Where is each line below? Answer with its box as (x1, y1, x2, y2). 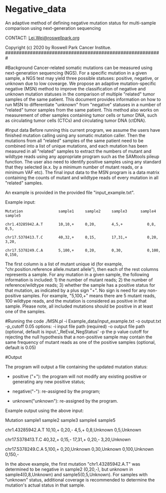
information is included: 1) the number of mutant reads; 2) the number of (5, 277, 153, 283)
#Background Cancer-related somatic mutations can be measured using (5, 65, 153, 71)
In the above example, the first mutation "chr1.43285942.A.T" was (5, 461, 140, 467)
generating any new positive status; (12, 379, 85, 385)
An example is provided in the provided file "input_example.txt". (5, 189, 135, 195)
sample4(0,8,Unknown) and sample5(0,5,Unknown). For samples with (5, 471, 148, 478)
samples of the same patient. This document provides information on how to (5, 96, 161, 102)
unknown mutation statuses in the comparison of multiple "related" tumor (5, 91, 155, 97)
